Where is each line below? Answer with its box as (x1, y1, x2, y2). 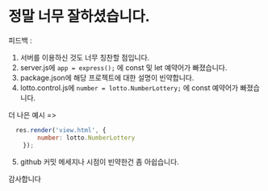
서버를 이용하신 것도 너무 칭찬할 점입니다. (19, 52, 150, 62)
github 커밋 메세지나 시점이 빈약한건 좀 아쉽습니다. (19, 156, 179, 166)
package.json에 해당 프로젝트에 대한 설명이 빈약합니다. (19, 73, 195, 82)
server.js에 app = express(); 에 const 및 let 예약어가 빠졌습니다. (19, 62, 228, 73)
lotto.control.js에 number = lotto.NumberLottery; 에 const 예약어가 (19, 82, 239, 93)
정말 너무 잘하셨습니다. (8, 7, 151, 26)
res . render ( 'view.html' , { (15, 126, 107, 134)
